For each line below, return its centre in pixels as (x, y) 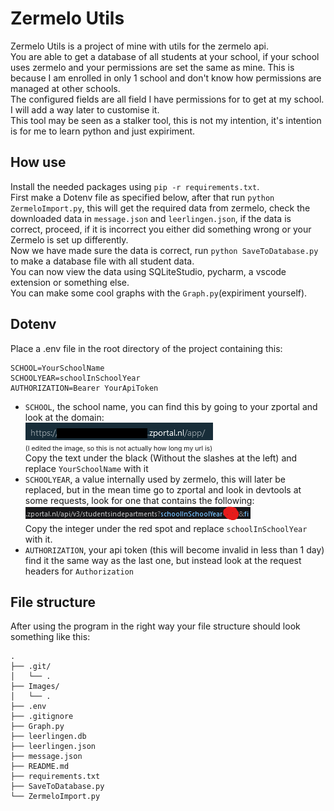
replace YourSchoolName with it (86, 468)
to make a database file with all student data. (102, 261)
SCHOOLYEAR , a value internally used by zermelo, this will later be (155, 479)
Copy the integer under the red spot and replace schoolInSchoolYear (166, 528)
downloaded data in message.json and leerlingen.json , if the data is (151, 218)
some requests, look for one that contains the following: (139, 500)
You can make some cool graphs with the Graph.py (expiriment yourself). (159, 293)
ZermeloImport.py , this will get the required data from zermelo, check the (160, 208)
